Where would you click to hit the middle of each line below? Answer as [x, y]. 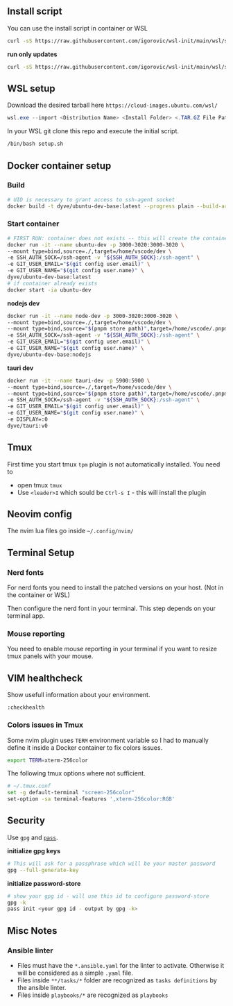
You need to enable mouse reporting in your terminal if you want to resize [112, 649]
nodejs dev [24, 303]
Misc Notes [32, 931]
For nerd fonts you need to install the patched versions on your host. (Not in [115, 588]
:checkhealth [26, 707]
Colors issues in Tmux [45, 725]
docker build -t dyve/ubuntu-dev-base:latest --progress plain [101, 206]
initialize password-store [44, 883]
